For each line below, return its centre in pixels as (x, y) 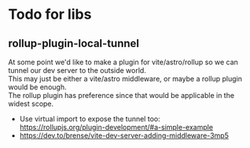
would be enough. (37, 87)
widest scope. (31, 104)
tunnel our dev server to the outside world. (77, 70)
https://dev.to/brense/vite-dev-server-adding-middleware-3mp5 (124, 135)
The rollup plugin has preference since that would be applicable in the (121, 95)
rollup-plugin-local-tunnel (74, 43)
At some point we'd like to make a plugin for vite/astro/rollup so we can (123, 62)
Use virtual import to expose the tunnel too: (90, 119)
